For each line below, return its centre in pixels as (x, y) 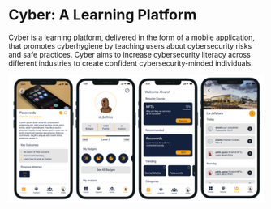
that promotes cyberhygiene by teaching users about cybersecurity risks (130, 45)
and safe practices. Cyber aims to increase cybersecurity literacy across (130, 54)
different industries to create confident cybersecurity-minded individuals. (131, 63)
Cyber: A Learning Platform (103, 15)
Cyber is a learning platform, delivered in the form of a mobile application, (132, 37)
